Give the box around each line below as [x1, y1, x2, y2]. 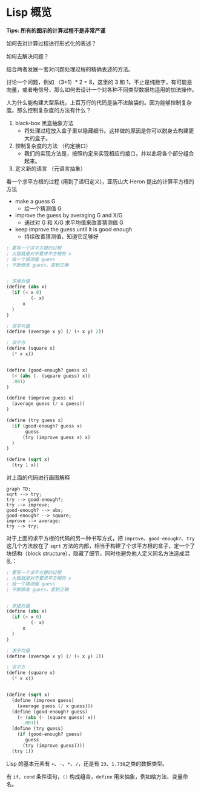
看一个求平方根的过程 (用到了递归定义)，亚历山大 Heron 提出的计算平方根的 [6, 177, 195, 185]
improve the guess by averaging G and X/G [15, 211, 123, 219]
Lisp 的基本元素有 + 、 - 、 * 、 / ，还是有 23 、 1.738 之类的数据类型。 [6, 760, 168, 767]
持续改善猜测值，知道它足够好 [24, 233, 99, 240]
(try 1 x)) [12, 462, 39, 468]
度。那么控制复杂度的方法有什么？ [6, 106, 91, 114]
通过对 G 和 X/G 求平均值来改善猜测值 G [24, 219, 124, 226]
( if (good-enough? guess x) [12, 423, 83, 429]
